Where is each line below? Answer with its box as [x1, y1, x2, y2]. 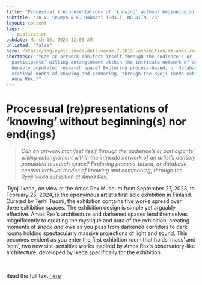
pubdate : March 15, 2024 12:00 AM [6, 37, 93, 43]
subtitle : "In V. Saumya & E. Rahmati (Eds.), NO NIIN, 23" [6, 14, 161, 20]
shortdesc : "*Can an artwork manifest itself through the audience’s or [6, 54, 192, 60]
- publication [11, 31, 47, 37]
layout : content [6, 20, 47, 26]
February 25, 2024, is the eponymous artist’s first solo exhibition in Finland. [6, 191, 192, 199]
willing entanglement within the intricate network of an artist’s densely [20, 154, 196, 161]
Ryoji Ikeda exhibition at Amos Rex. [20, 173, 108, 181]
